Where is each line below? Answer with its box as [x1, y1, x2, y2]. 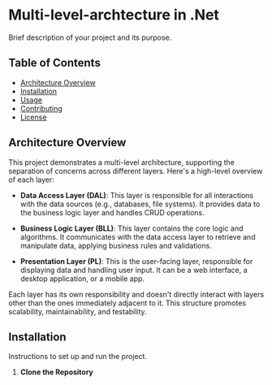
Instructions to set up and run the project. [8, 352, 148, 361]
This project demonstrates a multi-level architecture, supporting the [8, 157, 235, 167]
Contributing [19, 103, 63, 113]
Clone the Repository [19, 367, 93, 377]
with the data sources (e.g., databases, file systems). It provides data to [19, 199, 261, 209]
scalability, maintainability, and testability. [8, 306, 148, 316]
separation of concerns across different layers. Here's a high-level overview [8, 166, 263, 175]
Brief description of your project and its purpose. [8, 32, 172, 42]
